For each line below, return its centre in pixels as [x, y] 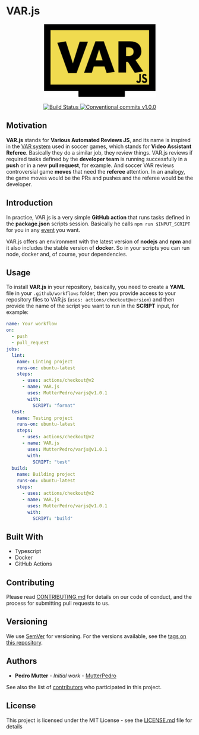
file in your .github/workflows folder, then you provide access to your [91, 293]
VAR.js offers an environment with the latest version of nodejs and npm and [99, 241]
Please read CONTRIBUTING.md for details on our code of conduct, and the [99, 597]
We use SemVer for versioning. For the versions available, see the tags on [96, 636]
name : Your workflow [32, 324]
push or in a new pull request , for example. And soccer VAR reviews [90, 165]
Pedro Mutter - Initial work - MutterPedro [66, 676]
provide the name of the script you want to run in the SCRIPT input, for [93, 306]
